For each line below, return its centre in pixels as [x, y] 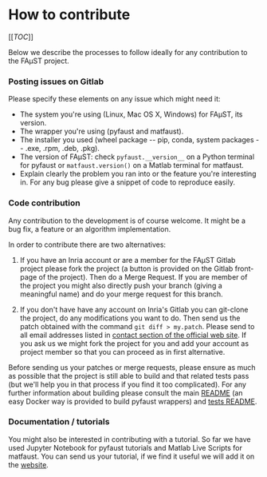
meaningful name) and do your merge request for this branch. [121, 294]
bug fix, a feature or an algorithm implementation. [90, 229]
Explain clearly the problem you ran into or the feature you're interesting [138, 174]
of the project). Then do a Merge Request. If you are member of [143, 276]
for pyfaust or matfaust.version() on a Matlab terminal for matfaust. [132, 165]
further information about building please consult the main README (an [126, 392]
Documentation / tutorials [59, 422]
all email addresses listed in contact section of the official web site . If [133, 335]
